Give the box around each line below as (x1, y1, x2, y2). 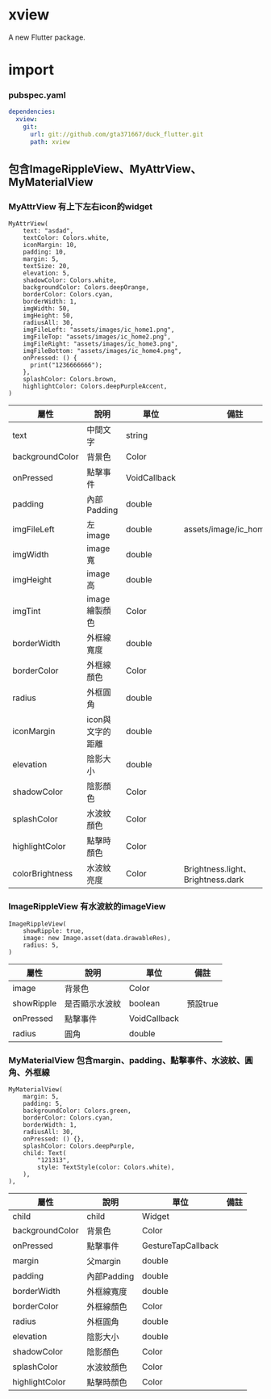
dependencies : (8, 107, 56, 116)
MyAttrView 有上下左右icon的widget (8, 201, 153, 212)
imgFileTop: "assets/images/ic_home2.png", (23, 333, 172, 341)
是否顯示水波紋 (64, 998, 122, 1009)
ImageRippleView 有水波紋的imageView (8, 901, 166, 912)
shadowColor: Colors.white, (23, 276, 117, 284)
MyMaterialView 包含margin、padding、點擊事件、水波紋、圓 (8, 1054, 253, 1065)
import (8, 61, 55, 79)
